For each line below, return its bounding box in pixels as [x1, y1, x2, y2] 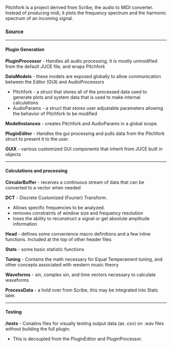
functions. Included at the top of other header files [5, 236, 112, 242]
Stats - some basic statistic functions [5, 246, 84, 252]
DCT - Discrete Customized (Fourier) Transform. [5, 195, 107, 201]
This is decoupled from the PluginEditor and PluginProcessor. [12, 336, 142, 342]
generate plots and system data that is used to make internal [12, 94, 141, 100]
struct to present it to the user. [5, 136, 69, 142]
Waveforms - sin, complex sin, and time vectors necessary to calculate [5, 272, 156, 278]
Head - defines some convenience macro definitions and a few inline [5, 230, 151, 237]
